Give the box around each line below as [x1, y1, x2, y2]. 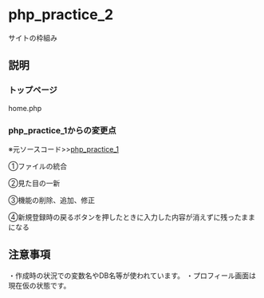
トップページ [8, 85, 57, 96]
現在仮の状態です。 [8, 280, 71, 290]
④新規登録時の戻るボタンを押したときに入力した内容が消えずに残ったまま [8, 212, 256, 221]
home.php [8, 103, 42, 113]
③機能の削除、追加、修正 [8, 195, 96, 205]
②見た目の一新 [8, 178, 61, 188]
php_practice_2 [8, 6, 114, 24]
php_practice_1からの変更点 [8, 125, 117, 136]
